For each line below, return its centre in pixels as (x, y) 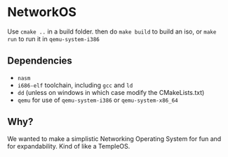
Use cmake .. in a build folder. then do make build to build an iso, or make (112, 31)
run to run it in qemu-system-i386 (54, 38)
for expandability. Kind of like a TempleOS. (69, 146)
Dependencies (40, 61)
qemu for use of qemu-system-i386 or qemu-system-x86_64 (98, 100)
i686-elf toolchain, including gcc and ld (75, 85)
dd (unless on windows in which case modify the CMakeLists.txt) (111, 92)
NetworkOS (42, 12)
